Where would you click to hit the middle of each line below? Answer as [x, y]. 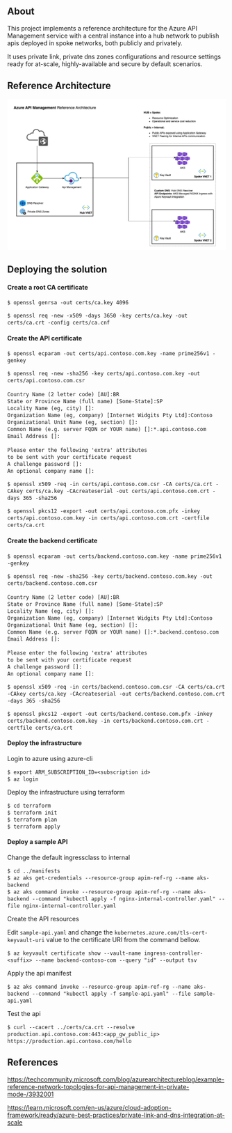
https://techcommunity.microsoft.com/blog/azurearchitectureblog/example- [116, 1079]
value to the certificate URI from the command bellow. [123, 940]
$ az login [23, 779]
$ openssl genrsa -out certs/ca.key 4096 [68, 303]
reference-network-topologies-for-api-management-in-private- [98, 1086]
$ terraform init [32, 813]
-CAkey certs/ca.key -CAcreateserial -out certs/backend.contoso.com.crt [116, 694]
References [33, 1062]
